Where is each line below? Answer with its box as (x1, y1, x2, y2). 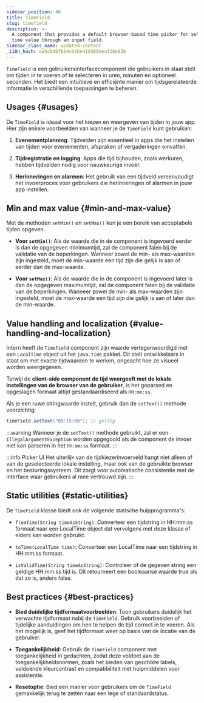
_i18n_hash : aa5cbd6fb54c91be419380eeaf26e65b (6, 49, 126, 55)
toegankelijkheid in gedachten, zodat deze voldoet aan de (15, 652, 160, 659)
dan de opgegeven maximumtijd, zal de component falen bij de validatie (15, 282, 195, 289)
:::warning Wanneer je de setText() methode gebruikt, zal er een (6, 429, 169, 436)
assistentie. (15, 671, 44, 679)
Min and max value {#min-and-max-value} (6, 203, 171, 213)
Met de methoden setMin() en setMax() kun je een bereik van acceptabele (6, 219, 192, 226)
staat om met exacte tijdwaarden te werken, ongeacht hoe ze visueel (6, 357, 179, 364)
